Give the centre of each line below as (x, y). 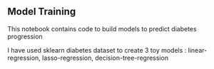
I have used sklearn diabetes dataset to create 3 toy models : (97, 50)
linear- (198, 50)
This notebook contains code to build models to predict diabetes (102, 28)
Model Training (42, 12)
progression (25, 36)
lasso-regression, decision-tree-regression (105, 58)
